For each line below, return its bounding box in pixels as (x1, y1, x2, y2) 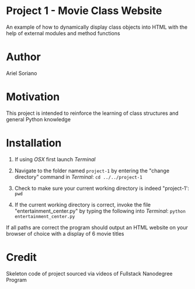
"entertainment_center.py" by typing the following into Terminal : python (14, 207, 186, 215)
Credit (6, 250, 37, 264)
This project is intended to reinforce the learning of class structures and (6, 110, 179, 117)
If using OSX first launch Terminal (14, 155, 96, 162)
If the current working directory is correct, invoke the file (14, 201, 151, 208)
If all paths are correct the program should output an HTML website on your (6, 224, 188, 231)
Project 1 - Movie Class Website (6, 4, 162, 18)
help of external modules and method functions (6, 29, 121, 36)
